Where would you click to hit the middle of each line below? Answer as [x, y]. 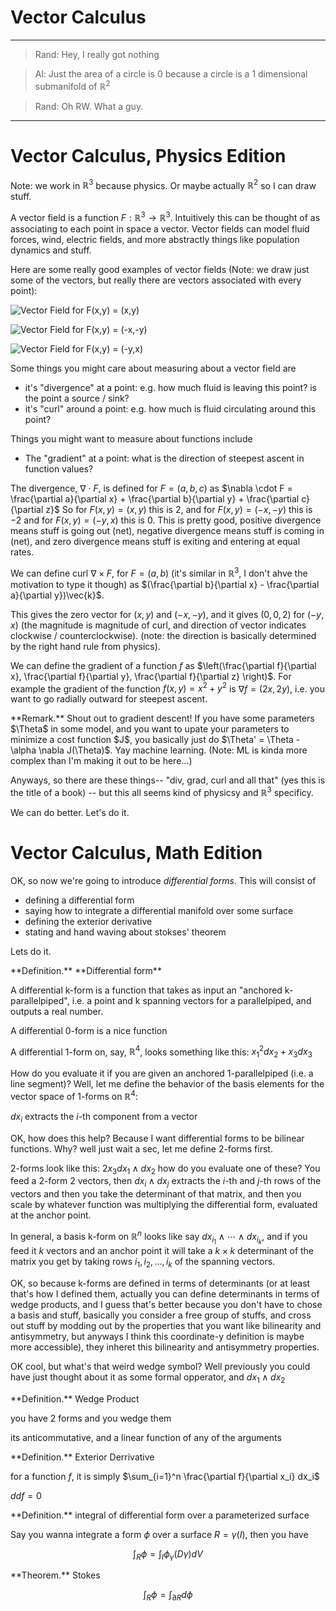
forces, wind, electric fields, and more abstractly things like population [155, 239]
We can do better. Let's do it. [70, 812]
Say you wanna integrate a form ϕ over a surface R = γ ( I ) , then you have [159, 1534]
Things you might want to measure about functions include [131, 438]
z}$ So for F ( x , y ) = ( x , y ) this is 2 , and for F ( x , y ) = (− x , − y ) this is [179, 509]
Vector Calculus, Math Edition [136, 853]
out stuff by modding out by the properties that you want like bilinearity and [166, 1325]
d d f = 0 [26, 1495]
